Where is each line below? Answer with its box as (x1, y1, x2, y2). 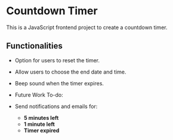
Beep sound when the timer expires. (14, 79, 104, 87)
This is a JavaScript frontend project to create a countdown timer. (6, 24, 168, 31)
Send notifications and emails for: (14, 103, 98, 110)
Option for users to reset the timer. (14, 56, 100, 63)
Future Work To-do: (14, 91, 64, 98)
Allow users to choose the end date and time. (14, 68, 126, 75)
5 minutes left (23, 114, 59, 121)
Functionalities (6, 41, 63, 51)
